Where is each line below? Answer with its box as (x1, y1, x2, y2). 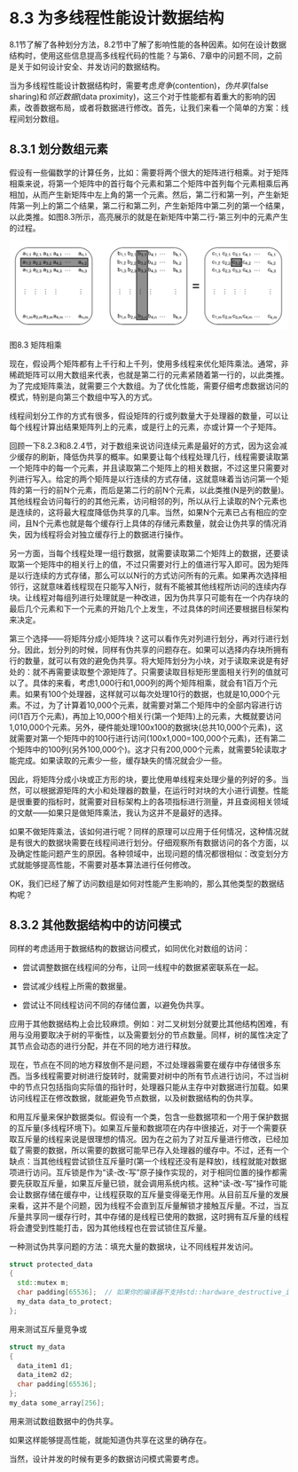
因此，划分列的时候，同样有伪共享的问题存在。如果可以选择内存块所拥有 (24, 644, 289, 654)
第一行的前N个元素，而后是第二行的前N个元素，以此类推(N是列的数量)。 (24, 484, 289, 495)
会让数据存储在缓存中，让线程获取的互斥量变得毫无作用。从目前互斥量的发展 (9, 1189, 289, 1200)
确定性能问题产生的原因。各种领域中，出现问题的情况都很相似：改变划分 (16, 848, 281, 858)
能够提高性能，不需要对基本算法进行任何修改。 (24, 859, 196, 870)
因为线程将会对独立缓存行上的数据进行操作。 (24, 529, 188, 539)
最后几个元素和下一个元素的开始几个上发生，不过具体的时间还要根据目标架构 (9, 603, 289, 614)
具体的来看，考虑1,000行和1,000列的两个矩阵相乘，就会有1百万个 (32, 677, 271, 688)
